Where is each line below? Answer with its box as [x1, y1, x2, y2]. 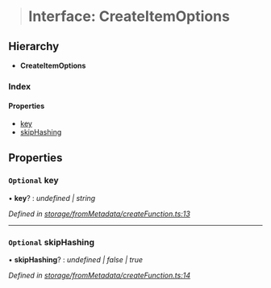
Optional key [8, 175, 59, 186]
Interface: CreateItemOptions [27, 7, 230, 26]
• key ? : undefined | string [8, 193, 96, 202]
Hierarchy [8, 40, 60, 53]
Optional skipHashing [8, 236, 95, 248]
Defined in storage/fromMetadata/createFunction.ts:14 [8, 270, 191, 281]
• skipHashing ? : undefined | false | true [8, 255, 144, 265]
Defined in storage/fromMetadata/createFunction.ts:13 [8, 209, 191, 219]
